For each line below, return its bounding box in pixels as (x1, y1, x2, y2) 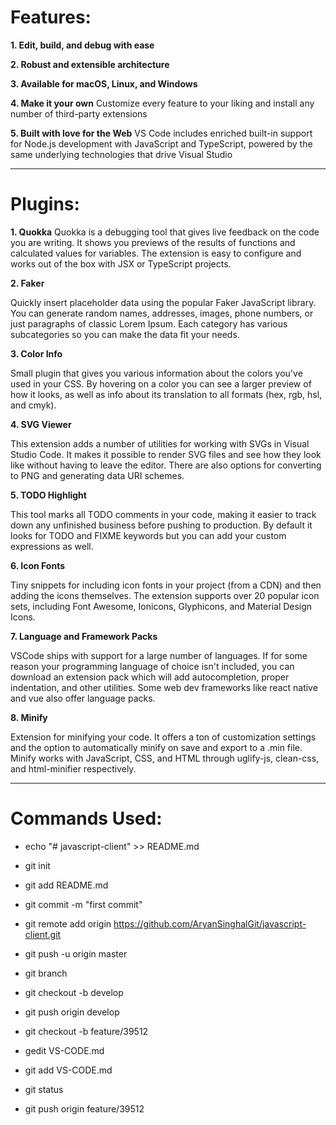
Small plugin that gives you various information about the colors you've (10, 367, 303, 379)
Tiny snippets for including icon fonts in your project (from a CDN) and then (10, 579, 322, 591)
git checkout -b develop (24, 986, 124, 998)
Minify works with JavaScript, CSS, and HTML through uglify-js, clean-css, (10, 752, 320, 764)
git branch (24, 967, 68, 979)
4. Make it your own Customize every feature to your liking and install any (10, 97, 315, 109)
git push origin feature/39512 (24, 1102, 145, 1115)
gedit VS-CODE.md (24, 1044, 105, 1056)
